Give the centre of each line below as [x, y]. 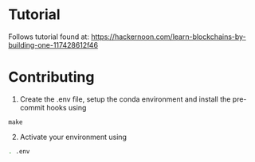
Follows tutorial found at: [49, 37]
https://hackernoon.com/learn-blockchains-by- [169, 37]
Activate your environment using [73, 137]
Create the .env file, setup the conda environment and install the [125, 99]
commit [32, 107]
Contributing [51, 77]
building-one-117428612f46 [53, 44]
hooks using [67, 107]
